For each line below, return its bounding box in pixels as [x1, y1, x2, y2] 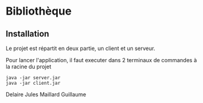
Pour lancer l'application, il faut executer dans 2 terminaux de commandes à [5, 57, 198, 63]
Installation [5, 29, 49, 39]
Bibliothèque [5, 4, 72, 18]
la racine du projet [5, 63, 52, 70]
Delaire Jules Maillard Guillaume [5, 91, 87, 98]
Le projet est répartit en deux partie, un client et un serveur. [5, 44, 155, 52]
